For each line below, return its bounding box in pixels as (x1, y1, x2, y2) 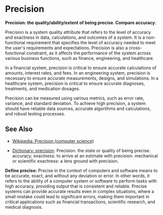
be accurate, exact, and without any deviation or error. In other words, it (5, 173, 150, 179)
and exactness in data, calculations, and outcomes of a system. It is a (5, 34, 145, 40)
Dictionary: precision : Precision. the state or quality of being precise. (12, 147, 151, 153)
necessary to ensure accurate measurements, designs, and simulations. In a (5, 75, 159, 81)
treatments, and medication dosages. (5, 85, 80, 91)
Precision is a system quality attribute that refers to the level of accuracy (5, 29, 151, 35)
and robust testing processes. (5, 110, 66, 116)
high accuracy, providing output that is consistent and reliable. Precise (5, 183, 147, 189)
